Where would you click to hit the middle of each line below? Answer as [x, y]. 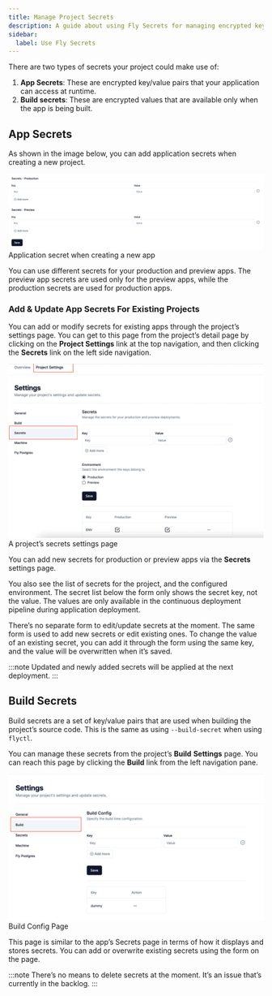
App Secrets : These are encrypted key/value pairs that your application [140, 83]
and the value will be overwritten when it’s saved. [90, 651]
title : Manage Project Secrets [61, 17]
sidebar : [23, 34]
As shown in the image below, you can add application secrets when [123, 153]
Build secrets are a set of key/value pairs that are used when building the [130, 720]
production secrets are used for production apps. [90, 288]
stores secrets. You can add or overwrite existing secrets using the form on [134, 951]
